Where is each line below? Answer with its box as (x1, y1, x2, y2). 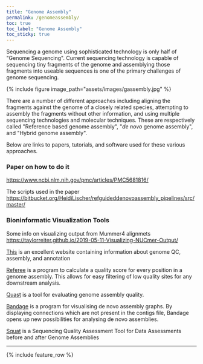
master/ (6, 201, 25, 208)
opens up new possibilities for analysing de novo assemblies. (6, 316, 159, 323)
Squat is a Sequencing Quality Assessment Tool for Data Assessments (6, 327, 181, 334)
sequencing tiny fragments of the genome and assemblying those (6, 61, 170, 68)
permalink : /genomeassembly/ (6, 15, 80, 21)
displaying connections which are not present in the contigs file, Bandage (6, 309, 189, 316)
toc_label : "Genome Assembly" (6, 25, 83, 32)
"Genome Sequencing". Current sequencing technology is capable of (6, 55, 179, 62)
